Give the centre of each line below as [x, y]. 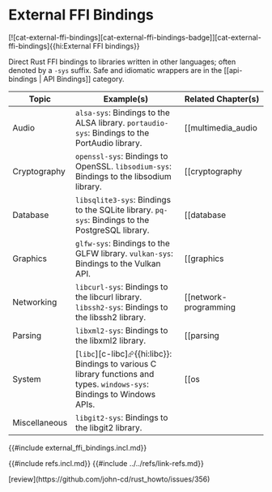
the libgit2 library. [109, 427]
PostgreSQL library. [113, 230]
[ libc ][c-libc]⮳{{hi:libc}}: [124, 353]
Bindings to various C [116, 364]
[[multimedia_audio [221, 127]
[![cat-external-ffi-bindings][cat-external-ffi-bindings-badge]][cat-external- [135, 37]
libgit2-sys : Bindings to [122, 417]
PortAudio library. [109, 143]
